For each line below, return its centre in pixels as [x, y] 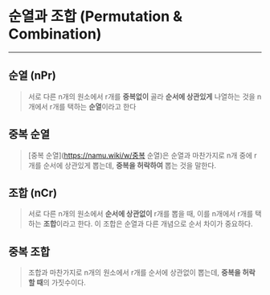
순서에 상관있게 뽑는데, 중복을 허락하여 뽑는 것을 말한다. [130, 165]
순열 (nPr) [32, 76]
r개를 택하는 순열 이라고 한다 [93, 106]
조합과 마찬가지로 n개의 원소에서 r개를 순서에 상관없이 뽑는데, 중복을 [134, 272]
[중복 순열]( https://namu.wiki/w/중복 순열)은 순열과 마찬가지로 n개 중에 [140, 155]
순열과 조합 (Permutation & [96, 16]
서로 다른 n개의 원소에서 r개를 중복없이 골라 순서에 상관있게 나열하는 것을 [141, 96]
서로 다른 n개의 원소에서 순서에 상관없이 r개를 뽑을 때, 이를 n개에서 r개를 [141, 214]
